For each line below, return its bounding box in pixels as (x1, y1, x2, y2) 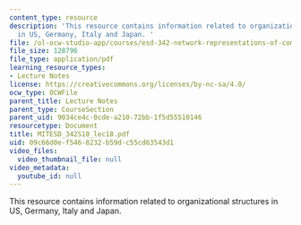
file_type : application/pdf (9, 55, 115, 64)
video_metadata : (9, 163, 70, 172)
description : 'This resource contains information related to (9, 22, 246, 30)
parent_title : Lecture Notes (9, 96, 118, 106)
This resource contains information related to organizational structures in (9, 196, 279, 207)
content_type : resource (9, 13, 99, 22)
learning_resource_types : (9, 64, 106, 73)
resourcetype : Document (9, 122, 99, 131)
